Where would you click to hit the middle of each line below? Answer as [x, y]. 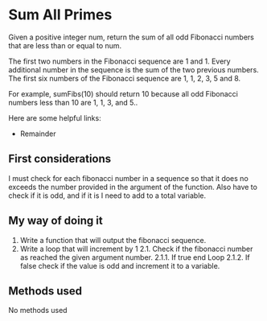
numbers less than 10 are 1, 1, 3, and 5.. [73, 102]
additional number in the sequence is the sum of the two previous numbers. [133, 69]
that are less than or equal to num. [65, 45]
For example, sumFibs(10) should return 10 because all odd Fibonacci [123, 93]
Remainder [38, 134]
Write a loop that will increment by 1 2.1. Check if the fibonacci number [136, 249]
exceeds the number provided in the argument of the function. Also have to [133, 187]
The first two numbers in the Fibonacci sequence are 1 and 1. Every [119, 61]
